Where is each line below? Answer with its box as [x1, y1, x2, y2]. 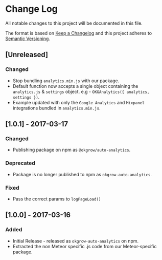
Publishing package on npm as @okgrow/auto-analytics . [12, 147, 131, 153]
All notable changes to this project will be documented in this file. [5, 20, 143, 26]
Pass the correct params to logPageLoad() [12, 196, 101, 202]
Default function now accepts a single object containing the [12, 83, 138, 89]
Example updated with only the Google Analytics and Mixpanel [12, 99, 145, 105]
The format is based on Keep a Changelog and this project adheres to [5, 30, 152, 36]
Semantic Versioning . [5, 35, 50, 42]
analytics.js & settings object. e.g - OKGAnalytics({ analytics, [12, 88, 150, 95]
